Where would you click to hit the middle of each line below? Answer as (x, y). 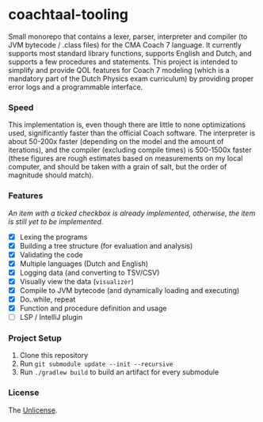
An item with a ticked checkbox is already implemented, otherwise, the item (132, 213)
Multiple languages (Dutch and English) (84, 264)
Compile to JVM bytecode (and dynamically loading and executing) (130, 290)
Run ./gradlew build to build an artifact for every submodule (119, 372)
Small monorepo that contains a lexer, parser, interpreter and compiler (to (128, 36)
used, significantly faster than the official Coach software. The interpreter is (132, 133)
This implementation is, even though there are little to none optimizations (127, 125)
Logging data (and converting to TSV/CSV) (90, 272)
